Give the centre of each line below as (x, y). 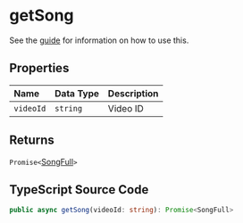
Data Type (77, 93)
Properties (39, 68)
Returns (32, 140)
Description (133, 93)
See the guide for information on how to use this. (99, 40)
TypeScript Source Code (79, 190)
